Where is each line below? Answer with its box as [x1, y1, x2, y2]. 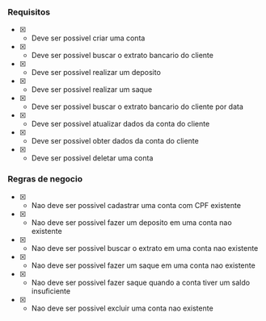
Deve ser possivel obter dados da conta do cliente [31, 136, 199, 146]
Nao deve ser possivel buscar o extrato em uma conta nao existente [31, 243, 259, 252]
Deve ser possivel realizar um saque [31, 85, 153, 94]
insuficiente [31, 286, 70, 296]
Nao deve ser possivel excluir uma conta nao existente [31, 303, 213, 313]
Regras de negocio [7, 173, 82, 185]
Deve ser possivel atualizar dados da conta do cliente [31, 119, 210, 129]
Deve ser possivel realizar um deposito [31, 68, 161, 77]
